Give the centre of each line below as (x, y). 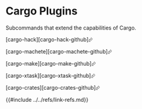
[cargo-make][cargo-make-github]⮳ (51, 63)
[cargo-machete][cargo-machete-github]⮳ (59, 51)
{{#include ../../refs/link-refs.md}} (47, 99)
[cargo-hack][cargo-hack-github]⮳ (49, 39)
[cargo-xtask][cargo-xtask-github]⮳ (51, 75)
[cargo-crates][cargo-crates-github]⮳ (53, 87)
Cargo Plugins (42, 11)
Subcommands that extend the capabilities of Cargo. (71, 28)
